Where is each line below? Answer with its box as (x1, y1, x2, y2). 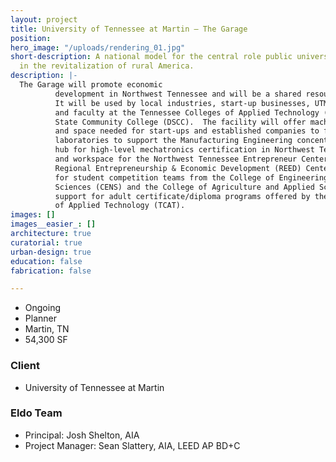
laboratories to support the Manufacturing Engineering (54, 136, 293, 146)
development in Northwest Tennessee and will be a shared (54, 89, 302, 99)
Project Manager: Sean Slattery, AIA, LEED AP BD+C (24, 439, 241, 451)
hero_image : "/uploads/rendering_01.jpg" (10, 42, 186, 53)
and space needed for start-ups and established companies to (54, 126, 320, 136)
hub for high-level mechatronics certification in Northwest (54, 145, 315, 155)
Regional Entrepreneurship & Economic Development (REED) (54, 163, 302, 173)
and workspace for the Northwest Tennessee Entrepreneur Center (54, 154, 329, 164)
